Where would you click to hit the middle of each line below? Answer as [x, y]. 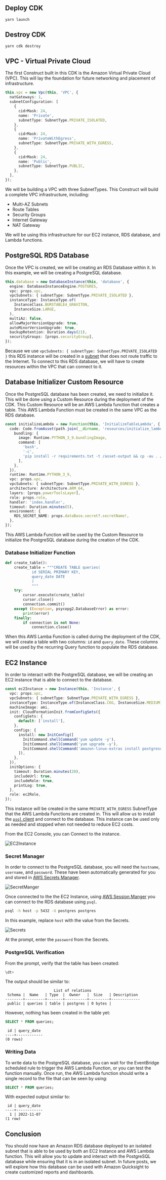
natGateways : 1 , [26, 97]
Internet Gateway [30, 220]
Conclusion [23, 1134]
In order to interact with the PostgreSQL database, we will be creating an [79, 674]
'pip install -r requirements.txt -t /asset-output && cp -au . [90, 456]
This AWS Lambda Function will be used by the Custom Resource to [74, 534]
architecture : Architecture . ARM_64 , [47, 489]
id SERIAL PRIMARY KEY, [56, 572]
